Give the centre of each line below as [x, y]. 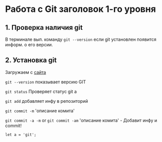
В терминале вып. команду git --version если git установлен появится [81, 39]
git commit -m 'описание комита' [40, 111]
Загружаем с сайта [26, 72]
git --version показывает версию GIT [46, 82]
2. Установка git [31, 60]
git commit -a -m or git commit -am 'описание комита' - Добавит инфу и [81, 120]
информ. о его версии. [29, 45]
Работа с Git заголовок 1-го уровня [81, 9]
